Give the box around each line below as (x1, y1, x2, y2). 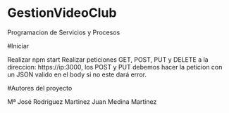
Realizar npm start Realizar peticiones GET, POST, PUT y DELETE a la (7, 55, 209, 64)
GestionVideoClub (7, 5, 117, 21)
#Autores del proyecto (7, 84, 73, 92)
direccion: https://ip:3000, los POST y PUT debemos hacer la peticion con (7, 62, 223, 71)
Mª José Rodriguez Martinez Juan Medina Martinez (7, 97, 157, 106)
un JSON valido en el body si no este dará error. (7, 70, 147, 79)
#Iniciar (7, 41, 30, 50)
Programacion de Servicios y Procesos (7, 28, 120, 36)
